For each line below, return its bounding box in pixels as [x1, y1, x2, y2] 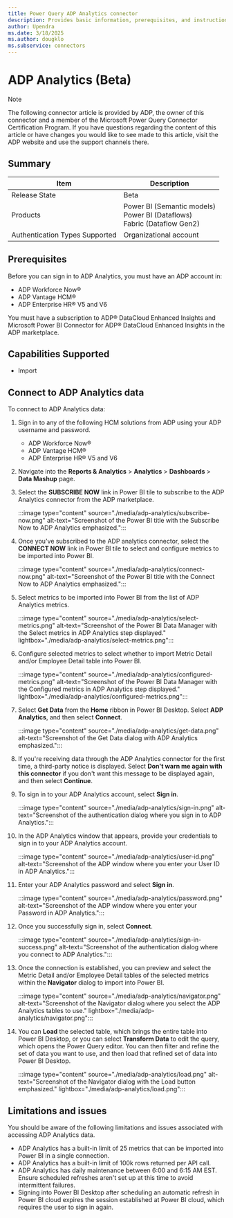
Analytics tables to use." [17, 1007, 87, 1015]
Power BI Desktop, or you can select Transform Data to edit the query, [17, 1035, 220, 1043]
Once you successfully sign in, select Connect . [17, 922, 153, 931]
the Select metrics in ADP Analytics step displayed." [17, 629, 167, 637]
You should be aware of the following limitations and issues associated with [8, 1123, 223, 1131]
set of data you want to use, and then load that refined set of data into [17, 1050, 218, 1058]
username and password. [17, 426, 91, 434]
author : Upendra [8, 23, 55, 30]
